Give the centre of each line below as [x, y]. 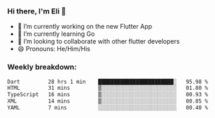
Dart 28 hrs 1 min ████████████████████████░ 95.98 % [108, 81]
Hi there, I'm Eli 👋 [37, 11]
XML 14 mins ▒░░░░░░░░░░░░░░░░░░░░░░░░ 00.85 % [108, 101]
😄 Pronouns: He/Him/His [54, 49]
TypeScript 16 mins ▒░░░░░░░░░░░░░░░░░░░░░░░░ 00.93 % [108, 95]
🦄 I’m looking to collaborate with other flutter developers [98, 41]
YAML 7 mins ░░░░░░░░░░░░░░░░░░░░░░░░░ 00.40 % [108, 108]
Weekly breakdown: [42, 67]
